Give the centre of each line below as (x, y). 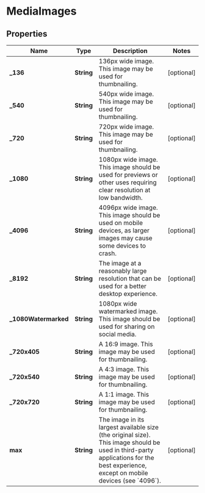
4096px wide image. (128, 207)
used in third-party (126, 450)
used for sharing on (127, 326)
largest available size (129, 427)
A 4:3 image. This (124, 369)
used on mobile (121, 223)
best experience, (123, 465)
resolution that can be (130, 279)
